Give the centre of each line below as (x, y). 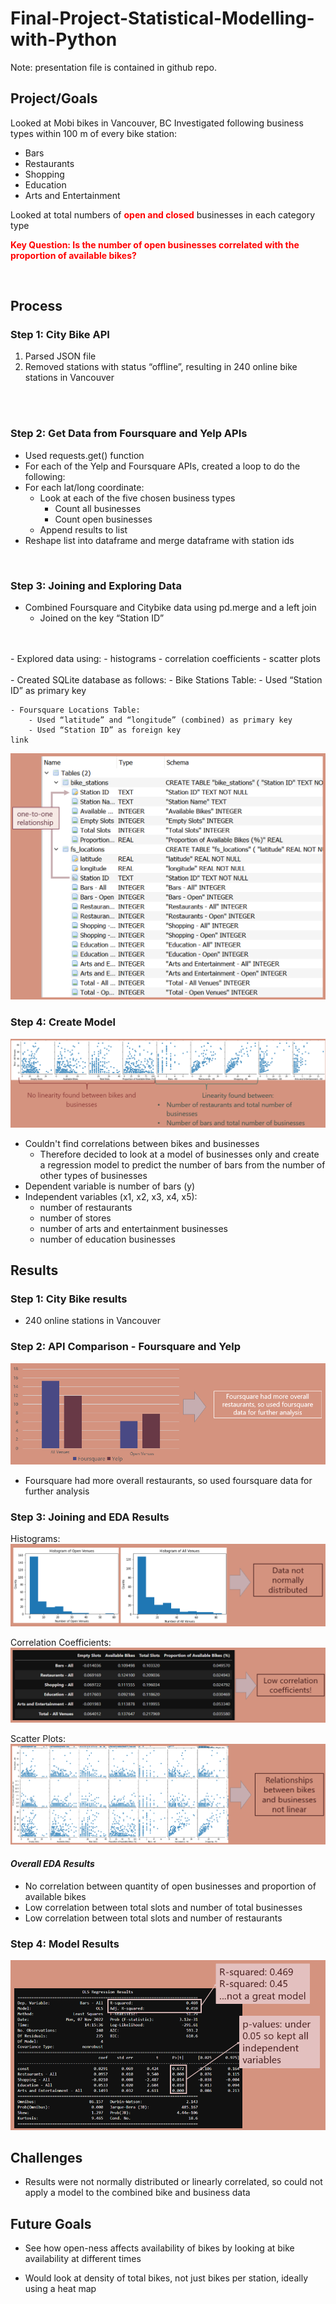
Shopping (44, 174)
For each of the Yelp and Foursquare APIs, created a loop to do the (162, 466)
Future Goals (51, 2223)
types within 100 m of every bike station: (94, 133)
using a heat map (60, 2289)
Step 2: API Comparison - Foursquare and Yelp (125, 1347)
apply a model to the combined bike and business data (137, 2193)
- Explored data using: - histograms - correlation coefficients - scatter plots (165, 659)
